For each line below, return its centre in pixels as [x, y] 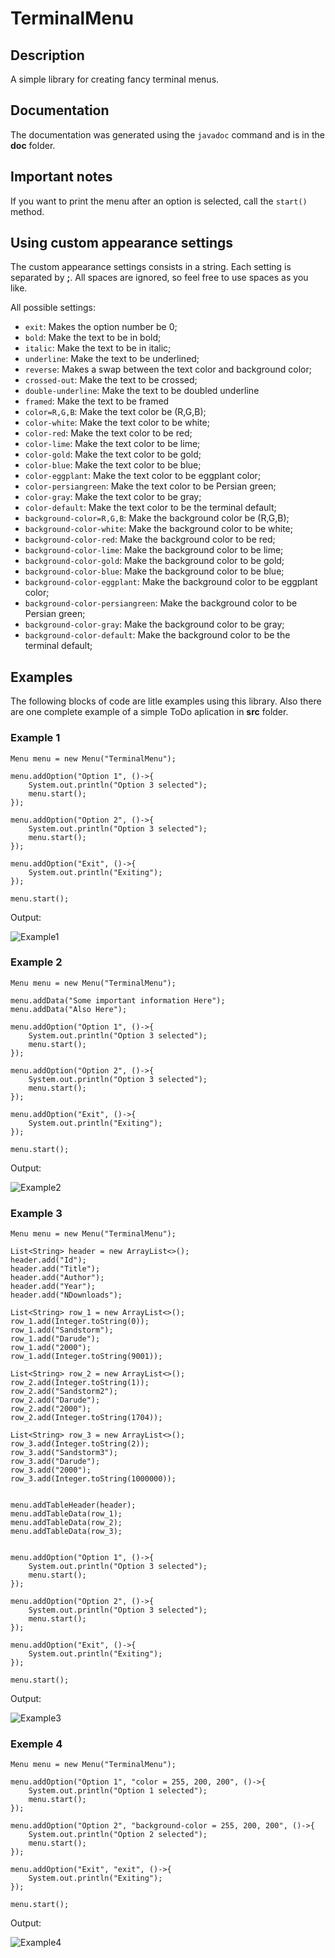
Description [47, 55]
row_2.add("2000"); [51, 1409]
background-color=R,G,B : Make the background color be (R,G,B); [157, 518]
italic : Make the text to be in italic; [98, 348]
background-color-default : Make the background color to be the [157, 635]
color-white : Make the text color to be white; [117, 423]
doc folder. [33, 145]
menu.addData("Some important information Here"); [118, 1000]
